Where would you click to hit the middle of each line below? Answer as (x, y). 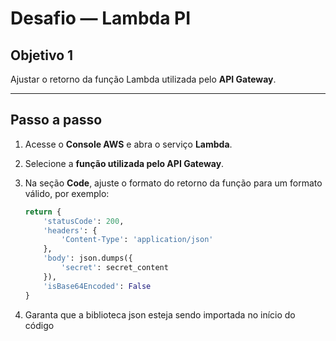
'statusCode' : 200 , (84, 221)
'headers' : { (70, 230)
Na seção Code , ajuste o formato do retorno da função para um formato (173, 183)
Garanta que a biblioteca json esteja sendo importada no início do (160, 314)
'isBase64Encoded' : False (97, 286)
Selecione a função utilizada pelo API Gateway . (124, 163)
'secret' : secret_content (115, 268)
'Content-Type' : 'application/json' (137, 240)
